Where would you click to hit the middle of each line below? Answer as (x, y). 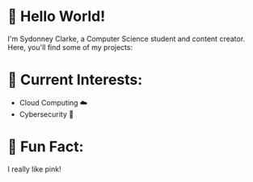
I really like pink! (34, 169)
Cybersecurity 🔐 (46, 114)
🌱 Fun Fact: (46, 147)
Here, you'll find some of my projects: (70, 47)
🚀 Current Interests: (75, 80)
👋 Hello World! (57, 17)
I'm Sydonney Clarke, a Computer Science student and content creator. (126, 39)
